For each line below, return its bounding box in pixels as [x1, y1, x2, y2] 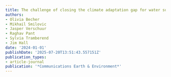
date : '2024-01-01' [5, 45, 47, 50]
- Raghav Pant [5, 31, 36, 36]
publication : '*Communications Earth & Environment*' [5, 64, 122, 69]
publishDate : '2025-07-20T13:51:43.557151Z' [5, 50, 101, 55]
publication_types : [5, 54, 47, 60]
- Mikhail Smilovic [5, 21, 47, 27]
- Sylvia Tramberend [5, 36, 49, 41]
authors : [5, 12, 24, 17]
